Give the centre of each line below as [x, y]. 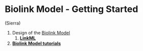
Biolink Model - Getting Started [71, 9]
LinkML [28, 38]
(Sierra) [13, 23]
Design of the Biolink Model [41, 32]
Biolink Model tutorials [36, 43]
